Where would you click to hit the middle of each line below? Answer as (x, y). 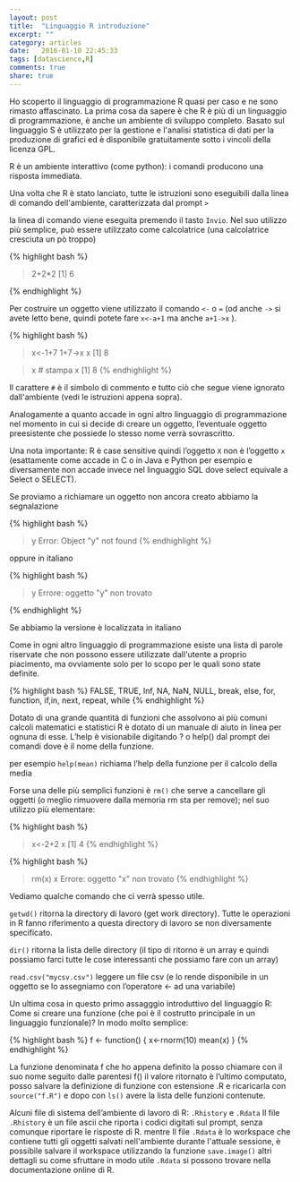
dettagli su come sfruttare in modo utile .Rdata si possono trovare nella (140, 1160)
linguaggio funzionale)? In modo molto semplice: (99, 1023)
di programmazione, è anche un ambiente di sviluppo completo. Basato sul (147, 120)
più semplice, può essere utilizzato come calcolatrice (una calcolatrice (139, 229)
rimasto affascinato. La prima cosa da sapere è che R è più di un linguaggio (148, 111)
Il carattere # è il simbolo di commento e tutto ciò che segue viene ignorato (147, 387)
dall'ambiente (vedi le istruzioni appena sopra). (96, 397)
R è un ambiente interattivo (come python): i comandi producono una (137, 166)
